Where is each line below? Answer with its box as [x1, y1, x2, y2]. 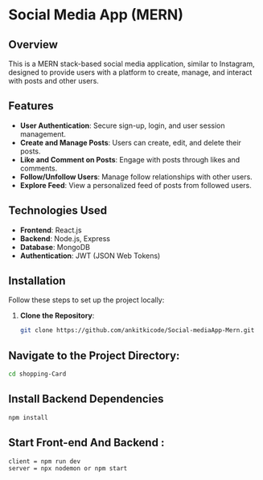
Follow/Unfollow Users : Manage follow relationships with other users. [19, 171, 253, 182]
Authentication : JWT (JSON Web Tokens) [19, 251, 161, 261]
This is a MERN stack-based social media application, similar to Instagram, [8, 59, 255, 68]
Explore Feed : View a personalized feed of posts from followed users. [19, 180, 252, 190]
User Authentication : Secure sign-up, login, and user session [19, 121, 225, 130]
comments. [19, 163, 58, 173]
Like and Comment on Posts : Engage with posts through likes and [19, 154, 240, 164]
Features [8, 99, 54, 113]
